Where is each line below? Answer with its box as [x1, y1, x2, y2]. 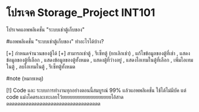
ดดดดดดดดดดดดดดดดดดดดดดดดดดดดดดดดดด [6, 100, 101, 107]
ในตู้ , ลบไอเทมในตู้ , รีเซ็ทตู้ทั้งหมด [6, 63, 76, 70]
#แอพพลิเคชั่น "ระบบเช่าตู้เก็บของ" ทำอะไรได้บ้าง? [6, 37, 104, 44]
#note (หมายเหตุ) [6, 75, 43, 82]
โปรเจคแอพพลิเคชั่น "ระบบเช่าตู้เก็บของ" [6, 25, 85, 33]
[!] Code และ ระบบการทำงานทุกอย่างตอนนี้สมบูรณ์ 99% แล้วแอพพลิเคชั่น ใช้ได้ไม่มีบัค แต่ [6, 87, 186, 94]
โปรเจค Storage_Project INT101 [6, 6, 156, 20]
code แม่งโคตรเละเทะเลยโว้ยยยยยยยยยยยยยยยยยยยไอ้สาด [6, 93, 124, 100]
